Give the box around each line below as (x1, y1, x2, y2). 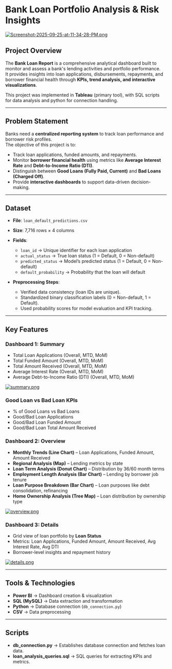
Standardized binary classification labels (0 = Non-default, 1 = (20, 294, 152, 301)
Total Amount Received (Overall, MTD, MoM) (12, 363, 107, 369)
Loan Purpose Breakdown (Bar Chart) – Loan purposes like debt (12, 482, 150, 488)
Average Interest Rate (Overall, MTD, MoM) (12, 369, 104, 375)
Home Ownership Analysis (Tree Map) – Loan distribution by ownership (12, 493, 166, 499)
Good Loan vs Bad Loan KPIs (5, 396, 78, 404)
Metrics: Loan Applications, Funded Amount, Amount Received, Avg (12, 538, 156, 544)
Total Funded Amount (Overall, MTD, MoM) (12, 358, 104, 364)
